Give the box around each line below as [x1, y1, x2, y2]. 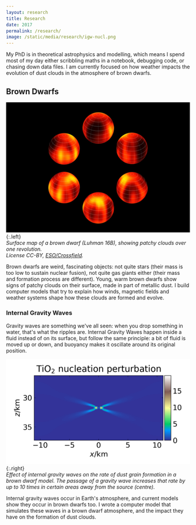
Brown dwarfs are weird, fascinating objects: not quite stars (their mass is [6, 263, 183, 270]
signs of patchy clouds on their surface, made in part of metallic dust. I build [6, 282, 190, 289]
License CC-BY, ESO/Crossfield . [6, 252, 83, 259]
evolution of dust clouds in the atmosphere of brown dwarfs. [6, 70, 152, 77]
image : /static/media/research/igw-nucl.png [6, 34, 116, 40]
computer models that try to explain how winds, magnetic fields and [6, 288, 169, 295]
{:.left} [6, 233, 22, 240]
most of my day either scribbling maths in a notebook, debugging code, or [6, 57, 185, 64]
